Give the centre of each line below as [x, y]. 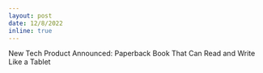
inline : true [30, 30]
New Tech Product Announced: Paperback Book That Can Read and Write [132, 54]
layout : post [30, 16]
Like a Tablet [30, 62]
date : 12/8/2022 [36, 23]
